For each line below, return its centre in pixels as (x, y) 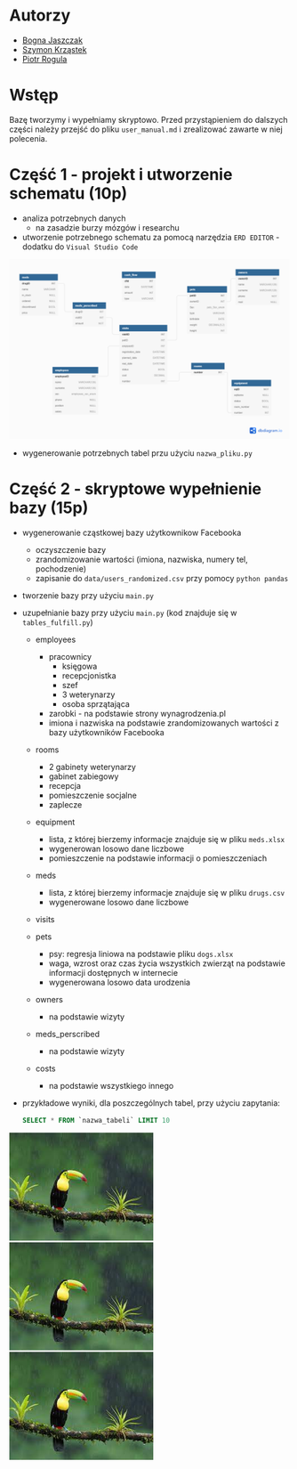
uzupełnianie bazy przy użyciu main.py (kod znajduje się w (129, 613)
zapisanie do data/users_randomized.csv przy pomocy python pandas (162, 578)
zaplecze (65, 804)
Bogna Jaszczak (52, 40)
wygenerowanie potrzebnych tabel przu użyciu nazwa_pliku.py (137, 453)
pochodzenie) (61, 568)
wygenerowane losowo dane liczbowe (119, 902)
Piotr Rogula (44, 59)
